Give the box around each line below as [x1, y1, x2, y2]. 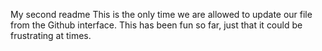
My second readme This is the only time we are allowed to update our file [10, 9, 313, 20]
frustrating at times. [10, 30, 92, 41]
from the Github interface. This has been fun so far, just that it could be [10, 19, 303, 31]
